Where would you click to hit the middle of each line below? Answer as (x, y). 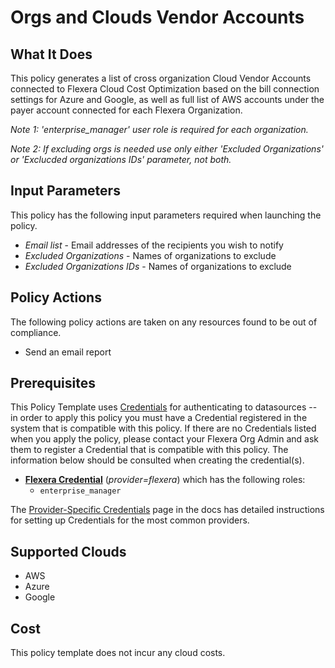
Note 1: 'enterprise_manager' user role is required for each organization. (159, 129)
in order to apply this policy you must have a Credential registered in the (159, 418)
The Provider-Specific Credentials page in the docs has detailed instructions (167, 510)
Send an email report (68, 352)
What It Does (51, 54)
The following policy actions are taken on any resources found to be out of (164, 322)
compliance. (36, 332)
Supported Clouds (68, 551)
